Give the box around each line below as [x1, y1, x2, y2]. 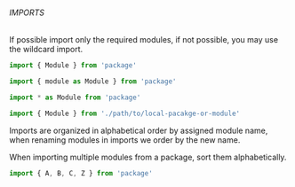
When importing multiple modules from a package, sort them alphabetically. [9, 152, 287, 162]
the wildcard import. [9, 44, 84, 55]
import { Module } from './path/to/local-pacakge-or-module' [9, 109, 241, 118]
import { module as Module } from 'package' [9, 77, 177, 86]
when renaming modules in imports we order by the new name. [9, 134, 241, 145]
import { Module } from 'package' [9, 61, 138, 70]
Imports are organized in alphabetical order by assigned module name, [9, 125, 268, 136]
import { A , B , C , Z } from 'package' [9, 168, 153, 177]
